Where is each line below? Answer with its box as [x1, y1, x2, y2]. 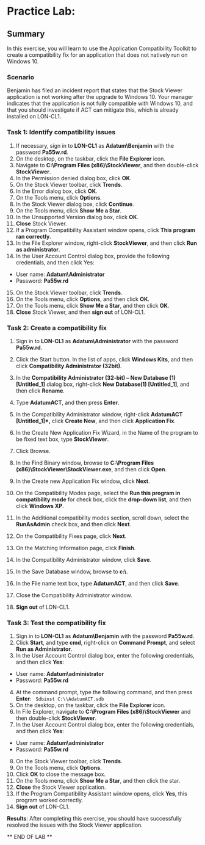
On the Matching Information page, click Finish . [15, 544, 136, 551]
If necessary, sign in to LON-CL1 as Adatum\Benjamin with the [15, 142, 174, 149]
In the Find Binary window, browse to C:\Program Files [15, 459, 154, 466]
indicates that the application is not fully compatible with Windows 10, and [7, 100, 193, 107]
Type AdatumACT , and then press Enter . [15, 399, 120, 406]
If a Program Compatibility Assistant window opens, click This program [15, 226, 196, 233]
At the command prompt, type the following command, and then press [15, 689, 193, 696]
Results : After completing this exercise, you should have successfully [7, 815, 182, 822]
